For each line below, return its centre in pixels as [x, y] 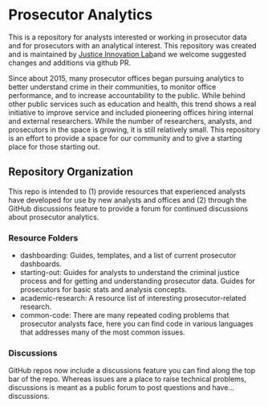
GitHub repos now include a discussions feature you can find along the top [132, 371]
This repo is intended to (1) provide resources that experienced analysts [127, 191]
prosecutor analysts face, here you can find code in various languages [136, 324]
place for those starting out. [54, 146]
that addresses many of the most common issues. [103, 332]
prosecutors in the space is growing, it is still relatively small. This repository [134, 129]
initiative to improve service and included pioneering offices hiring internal [131, 112]
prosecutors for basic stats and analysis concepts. [103, 290]
